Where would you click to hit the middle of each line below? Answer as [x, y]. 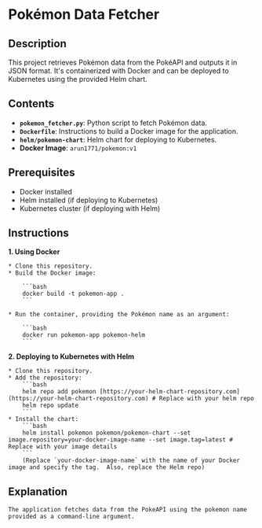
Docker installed [46, 191]
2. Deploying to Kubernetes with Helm [71, 356]
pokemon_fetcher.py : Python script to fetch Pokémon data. [113, 123]
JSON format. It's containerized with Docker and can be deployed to [118, 71]
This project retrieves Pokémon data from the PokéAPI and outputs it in [123, 62]
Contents [31, 104]
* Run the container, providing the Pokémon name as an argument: [119, 315]
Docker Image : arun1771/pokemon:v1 [78, 148]
